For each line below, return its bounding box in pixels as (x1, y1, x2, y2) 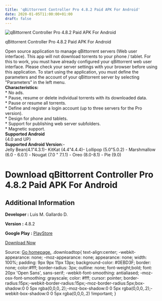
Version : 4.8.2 (5, 221, 35, 227)
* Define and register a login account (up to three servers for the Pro (5, 105, 143, 111)
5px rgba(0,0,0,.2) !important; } (54, 291, 116, 297)
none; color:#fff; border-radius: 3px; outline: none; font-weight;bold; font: (5, 265, 152, 271)
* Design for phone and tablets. (5, 115, 68, 122)
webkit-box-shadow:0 (5, 291, 50, 297)
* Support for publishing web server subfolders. (5, 121, 101, 127)
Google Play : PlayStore (5, 230, 53, 236)
